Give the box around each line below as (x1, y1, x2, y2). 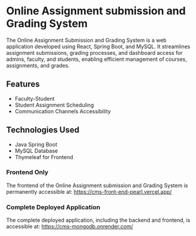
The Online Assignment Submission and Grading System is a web (6, 36, 167, 44)
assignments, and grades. (6, 61, 70, 69)
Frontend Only (6, 168, 49, 176)
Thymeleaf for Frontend (14, 153, 73, 160)
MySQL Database (14, 147, 58, 154)
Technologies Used (6, 125, 79, 135)
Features (6, 79, 40, 89)
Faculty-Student (14, 95, 55, 102)
